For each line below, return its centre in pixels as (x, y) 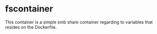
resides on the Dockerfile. (31, 27)
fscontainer (29, 9)
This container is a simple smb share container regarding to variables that (79, 22)
